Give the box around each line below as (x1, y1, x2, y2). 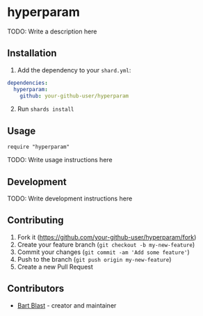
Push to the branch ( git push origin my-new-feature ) (17, 255, 172, 263)
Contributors (7, 283, 65, 294)
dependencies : (7, 79, 49, 86)
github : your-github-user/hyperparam (19, 92, 129, 100)
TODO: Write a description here (7, 27, 97, 35)
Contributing (7, 214, 64, 226)
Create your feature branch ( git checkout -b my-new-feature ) (17, 240, 195, 248)
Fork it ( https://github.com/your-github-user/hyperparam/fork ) (17, 232, 197, 241)
